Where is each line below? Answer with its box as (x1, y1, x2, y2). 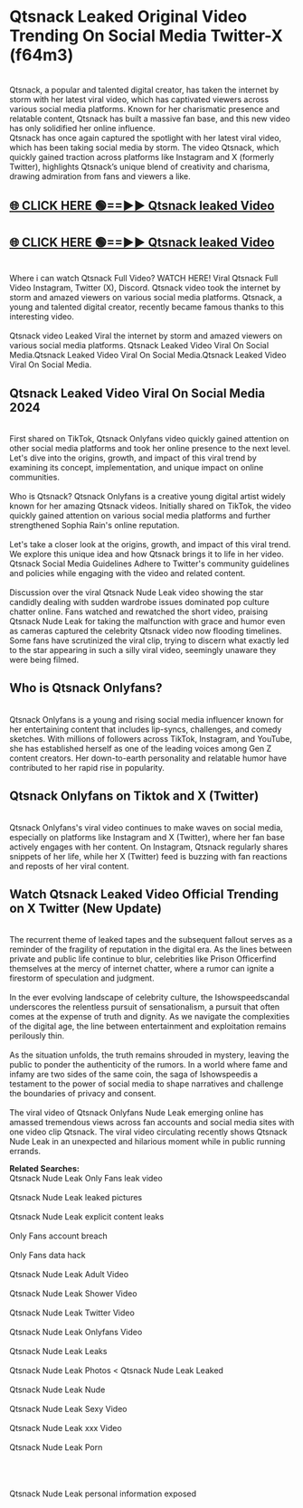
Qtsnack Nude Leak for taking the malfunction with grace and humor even (9, 615, 286, 626)
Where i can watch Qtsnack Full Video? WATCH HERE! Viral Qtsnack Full (9, 273, 279, 284)
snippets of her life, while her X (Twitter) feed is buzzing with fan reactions (9, 850, 288, 861)
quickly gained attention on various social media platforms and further (9, 509, 271, 521)
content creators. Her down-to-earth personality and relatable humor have (9, 753, 288, 763)
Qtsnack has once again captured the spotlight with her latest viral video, (9, 132, 282, 143)
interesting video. (9, 311, 75, 322)
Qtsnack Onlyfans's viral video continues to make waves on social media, (9, 821, 283, 833)
